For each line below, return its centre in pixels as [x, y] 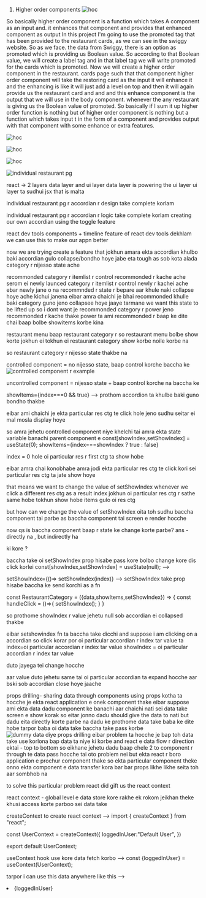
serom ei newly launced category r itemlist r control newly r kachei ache [97, 283]
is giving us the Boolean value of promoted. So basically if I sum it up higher [102, 106]
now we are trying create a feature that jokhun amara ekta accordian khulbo [102, 252]
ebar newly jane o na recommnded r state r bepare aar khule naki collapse [100, 290]
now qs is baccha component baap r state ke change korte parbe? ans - [97, 530]
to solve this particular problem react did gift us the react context [88, 786]
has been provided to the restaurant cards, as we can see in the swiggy [97, 41]
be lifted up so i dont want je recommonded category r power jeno [90, 309]
